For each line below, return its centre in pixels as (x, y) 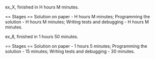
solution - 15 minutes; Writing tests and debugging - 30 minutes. (70, 51)
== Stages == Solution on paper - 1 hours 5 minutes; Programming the (76, 46)
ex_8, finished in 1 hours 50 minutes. (42, 37)
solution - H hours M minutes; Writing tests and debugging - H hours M (77, 22)
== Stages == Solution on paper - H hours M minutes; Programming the (78, 16)
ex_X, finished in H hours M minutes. (42, 7)
